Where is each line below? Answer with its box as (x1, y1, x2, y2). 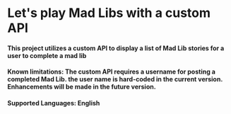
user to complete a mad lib (7, 51, 87, 59)
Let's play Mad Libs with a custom (7, 5, 211, 21)
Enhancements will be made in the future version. (7, 83, 157, 91)
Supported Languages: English (7, 98, 100, 107)
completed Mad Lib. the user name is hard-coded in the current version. (7, 75, 223, 84)
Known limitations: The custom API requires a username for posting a (7, 67, 215, 76)
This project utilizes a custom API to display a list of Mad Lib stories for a (7, 44, 225, 52)
